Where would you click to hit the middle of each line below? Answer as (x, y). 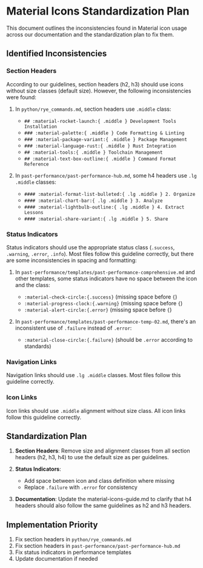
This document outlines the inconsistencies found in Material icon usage (97, 28)
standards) (38, 346)
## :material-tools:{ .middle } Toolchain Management (93, 152)
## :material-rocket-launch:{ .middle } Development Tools (100, 121)
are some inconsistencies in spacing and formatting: (72, 260)
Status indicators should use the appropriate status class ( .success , (91, 247)
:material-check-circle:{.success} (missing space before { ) (101, 297)
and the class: (32, 285)
